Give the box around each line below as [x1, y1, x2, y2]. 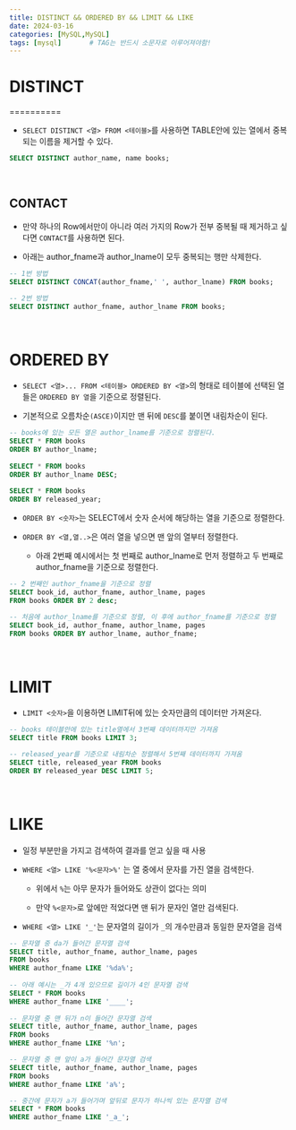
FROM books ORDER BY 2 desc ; [9, 596, 118, 605]
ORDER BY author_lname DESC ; [9, 470, 118, 479]
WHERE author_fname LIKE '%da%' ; [9, 964, 134, 973]
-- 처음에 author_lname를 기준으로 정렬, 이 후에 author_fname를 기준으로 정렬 [9, 612, 276, 621]
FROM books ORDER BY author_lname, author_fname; [9, 629, 199, 638]
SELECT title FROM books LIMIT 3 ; [9, 734, 139, 743]
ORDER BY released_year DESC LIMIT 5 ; [9, 766, 154, 775]
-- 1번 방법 [9, 269, 48, 278]
